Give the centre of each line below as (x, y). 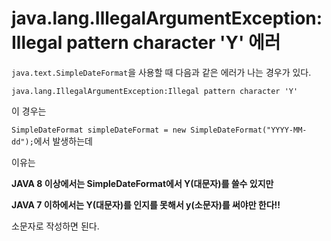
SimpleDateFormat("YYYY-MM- (249, 130)
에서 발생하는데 (63, 141)
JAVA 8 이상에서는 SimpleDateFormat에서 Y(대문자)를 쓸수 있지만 (142, 183)
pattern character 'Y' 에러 (173, 43)
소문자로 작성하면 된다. (55, 226)
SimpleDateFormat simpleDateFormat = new (99, 130)
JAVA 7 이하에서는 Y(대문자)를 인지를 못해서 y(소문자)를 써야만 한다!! (146, 204)
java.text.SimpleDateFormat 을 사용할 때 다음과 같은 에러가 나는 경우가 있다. (161, 72)
